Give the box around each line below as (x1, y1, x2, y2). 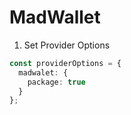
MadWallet (9, 6, 101, 29)
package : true (27, 77, 86, 87)
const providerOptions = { (9, 58, 122, 68)
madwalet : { (18, 67, 69, 78)
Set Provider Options (23, 39, 111, 51)
